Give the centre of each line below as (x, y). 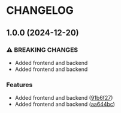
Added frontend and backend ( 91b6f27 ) (64, 98)
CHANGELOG (40, 11)
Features (19, 85)
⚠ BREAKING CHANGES (42, 50)
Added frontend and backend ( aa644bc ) (65, 104)
